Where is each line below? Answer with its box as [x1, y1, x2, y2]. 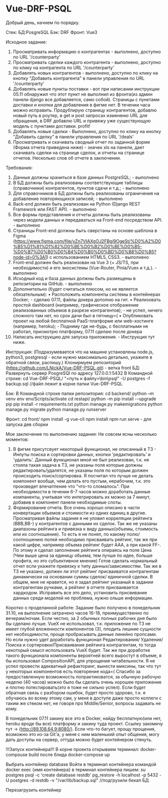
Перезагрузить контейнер [5, 786, 61, 793]
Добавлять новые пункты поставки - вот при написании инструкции [12, 86, 159, 92]
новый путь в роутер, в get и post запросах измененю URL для [12, 112, 148, 118]
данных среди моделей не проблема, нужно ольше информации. [12, 595, 153, 601]
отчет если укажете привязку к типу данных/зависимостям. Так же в [12, 563, 161, 569]
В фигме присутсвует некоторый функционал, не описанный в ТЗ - [12, 446, 156, 452]
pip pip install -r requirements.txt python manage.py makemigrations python [5, 401, 162, 407]
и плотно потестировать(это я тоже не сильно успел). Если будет [5, 684, 146, 690]
